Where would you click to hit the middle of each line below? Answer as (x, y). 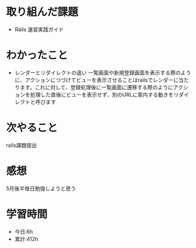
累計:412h (26, 239)
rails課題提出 (21, 145)
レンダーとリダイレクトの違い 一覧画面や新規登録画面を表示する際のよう (103, 72)
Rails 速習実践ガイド (39, 29)
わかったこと (37, 55)
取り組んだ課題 (42, 12)
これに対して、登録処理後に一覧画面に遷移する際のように (104, 87)
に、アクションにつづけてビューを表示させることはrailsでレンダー (94, 80)
